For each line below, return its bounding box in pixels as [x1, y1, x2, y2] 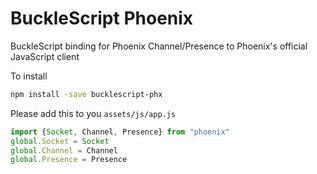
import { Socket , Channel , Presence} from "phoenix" [10, 127, 230, 137]
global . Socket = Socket [10, 136, 110, 146]
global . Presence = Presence [10, 155, 128, 165]
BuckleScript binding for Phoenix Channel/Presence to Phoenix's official [10, 40, 308, 52]
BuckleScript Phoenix [10, 7, 194, 30]
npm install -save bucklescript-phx [10, 89, 163, 99]
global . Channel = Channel [10, 145, 118, 156]
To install [10, 70, 48, 82]
